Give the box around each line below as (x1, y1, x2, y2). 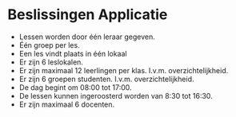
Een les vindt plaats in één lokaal (18, 49, 127, 58)
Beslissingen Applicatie (7, 6, 168, 24)
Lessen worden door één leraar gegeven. (18, 32, 155, 41)
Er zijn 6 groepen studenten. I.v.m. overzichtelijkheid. (18, 74, 194, 84)
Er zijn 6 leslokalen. (18, 57, 83, 67)
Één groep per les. (18, 40, 81, 49)
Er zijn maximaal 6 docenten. (18, 99, 115, 109)
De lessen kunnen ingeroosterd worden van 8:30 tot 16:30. (18, 91, 213, 100)
